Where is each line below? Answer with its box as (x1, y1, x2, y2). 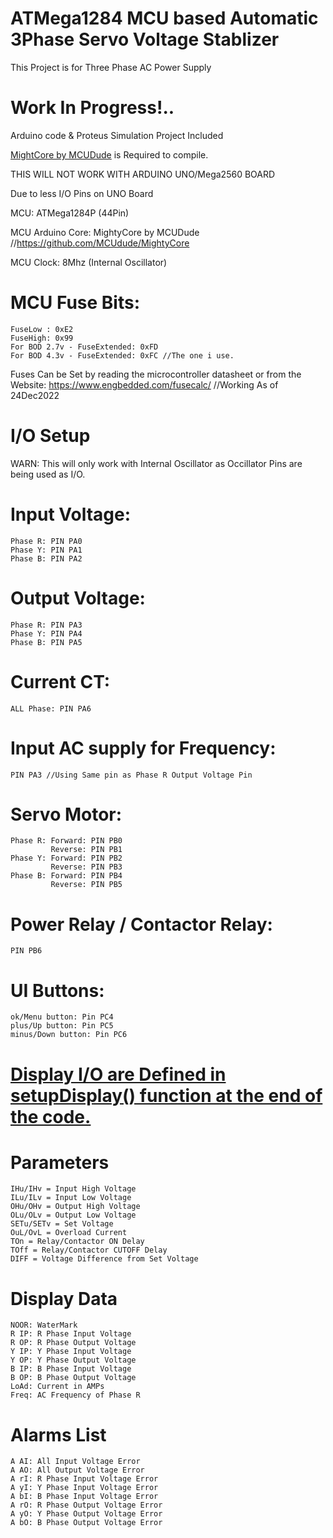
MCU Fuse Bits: (10, 292, 141, 314)
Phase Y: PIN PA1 (10, 545, 83, 555)
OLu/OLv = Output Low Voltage (10, 1210, 137, 1221)
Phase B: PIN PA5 (10, 637, 83, 647)
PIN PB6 (10, 946, 43, 956)
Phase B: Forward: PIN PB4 (10, 871, 123, 881)
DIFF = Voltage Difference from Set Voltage (10, 1254, 199, 1264)
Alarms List (10, 1423, 107, 1446)
